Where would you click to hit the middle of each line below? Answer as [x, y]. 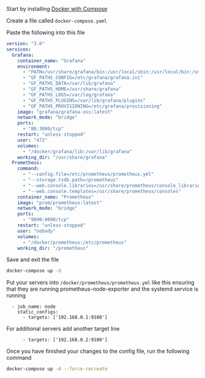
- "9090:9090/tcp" [46, 220]
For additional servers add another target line [63, 329]
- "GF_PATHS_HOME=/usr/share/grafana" [72, 89]
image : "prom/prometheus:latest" [60, 203]
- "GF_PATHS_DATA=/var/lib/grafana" [69, 84]
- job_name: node [34, 307]
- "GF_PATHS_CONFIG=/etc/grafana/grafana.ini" [83, 78]
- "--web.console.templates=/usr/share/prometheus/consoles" [102, 191]
